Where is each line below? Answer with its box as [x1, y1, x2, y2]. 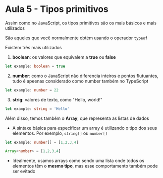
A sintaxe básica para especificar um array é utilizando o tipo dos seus [12, 125, 157, 131]
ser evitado [12, 168, 36, 175]
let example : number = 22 [5, 88, 58, 92]
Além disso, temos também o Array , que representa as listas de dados [5, 115, 150, 121]
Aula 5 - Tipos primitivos [5, 3, 109, 15]
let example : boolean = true [5, 64, 65, 69]
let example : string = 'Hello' [5, 106, 70, 111]
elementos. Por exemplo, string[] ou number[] [12, 130, 108, 136]
